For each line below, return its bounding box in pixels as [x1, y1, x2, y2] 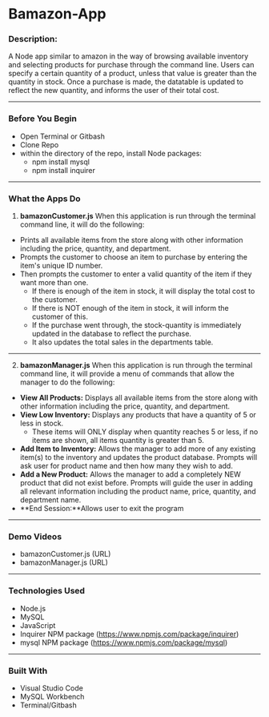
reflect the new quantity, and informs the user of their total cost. [8, 86, 219, 95]
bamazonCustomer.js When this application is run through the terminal [19, 211, 256, 221]
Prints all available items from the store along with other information [19, 236, 243, 245]
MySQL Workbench [19, 691, 85, 701]
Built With [8, 665, 48, 676]
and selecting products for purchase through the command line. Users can [8, 60, 255, 70]
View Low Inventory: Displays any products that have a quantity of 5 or [19, 410, 256, 420]
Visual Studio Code [19, 683, 84, 693]
